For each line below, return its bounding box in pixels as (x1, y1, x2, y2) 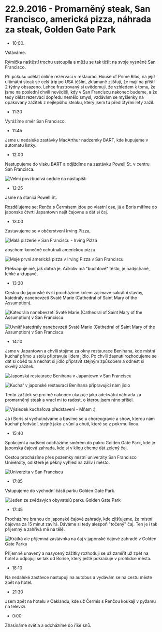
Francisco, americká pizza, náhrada (5, 14, 151, 25)
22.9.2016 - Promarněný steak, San (5, 3, 151, 15)
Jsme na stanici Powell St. (5, 194, 57, 200)
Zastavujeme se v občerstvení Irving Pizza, (5, 228, 91, 234)
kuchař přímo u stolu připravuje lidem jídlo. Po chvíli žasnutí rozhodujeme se (5, 353, 157, 359)
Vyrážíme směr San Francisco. (5, 118, 66, 124)
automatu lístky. (5, 142, 37, 148)
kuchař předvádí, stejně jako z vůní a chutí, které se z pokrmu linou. (5, 421, 140, 426)
